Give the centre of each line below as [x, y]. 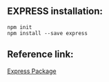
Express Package [32, 71]
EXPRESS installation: [55, 11]
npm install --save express [48, 33]
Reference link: [40, 54]
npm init [20, 27]
